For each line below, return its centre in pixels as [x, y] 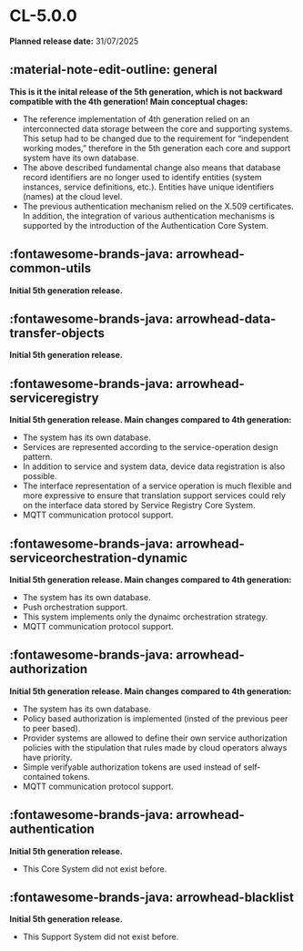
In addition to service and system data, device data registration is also [154, 466]
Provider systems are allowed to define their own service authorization [155, 738]
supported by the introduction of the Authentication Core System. [145, 225]
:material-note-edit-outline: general [113, 70]
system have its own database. [81, 158]
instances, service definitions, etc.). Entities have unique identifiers [148, 187]
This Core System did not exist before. [95, 869]
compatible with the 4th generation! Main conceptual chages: [129, 101]
